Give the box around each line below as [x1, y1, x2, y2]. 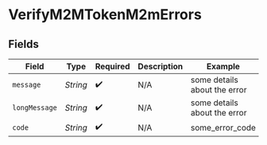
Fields [8, 37, 40, 51]
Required [95, 61, 130, 72]
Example [206, 61, 241, 72]
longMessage [12, 104, 58, 112]
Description [137, 61, 184, 72]
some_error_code [190, 122, 257, 133]
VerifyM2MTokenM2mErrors [8, 6, 203, 24]
